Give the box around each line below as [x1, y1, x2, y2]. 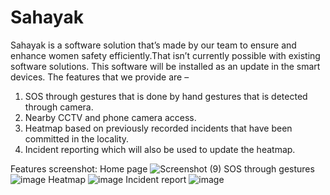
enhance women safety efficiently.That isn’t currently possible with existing [10, 49, 321, 61]
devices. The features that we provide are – [10, 71, 190, 83]
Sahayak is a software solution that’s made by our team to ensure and [10, 39, 297, 51]
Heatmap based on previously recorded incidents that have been [24, 122, 293, 134]
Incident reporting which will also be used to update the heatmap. [24, 143, 296, 155]
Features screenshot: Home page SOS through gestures [10, 162, 315, 175]
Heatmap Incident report [48, 173, 187, 185]
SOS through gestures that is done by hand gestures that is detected [24, 90, 308, 102]
